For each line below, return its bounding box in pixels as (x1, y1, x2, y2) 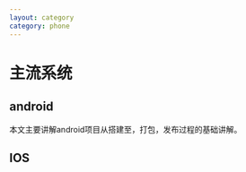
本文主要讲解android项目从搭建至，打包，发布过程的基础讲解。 (9, 124, 242, 134)
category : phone (9, 21, 70, 30)
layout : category (9, 13, 75, 22)
